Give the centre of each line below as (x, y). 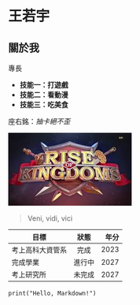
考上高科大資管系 (39, 250)
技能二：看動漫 (44, 95)
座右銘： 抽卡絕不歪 (39, 121)
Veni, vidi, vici (50, 218)
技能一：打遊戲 (44, 85)
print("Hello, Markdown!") (52, 293)
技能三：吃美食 (44, 104)
